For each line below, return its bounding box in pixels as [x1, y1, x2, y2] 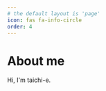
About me [7, 53, 65, 69]
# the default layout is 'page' [7, 10, 100, 17]
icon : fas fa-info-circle [7, 17, 82, 24]
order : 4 [7, 23, 33, 30]
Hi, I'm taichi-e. [7, 76, 51, 84]
